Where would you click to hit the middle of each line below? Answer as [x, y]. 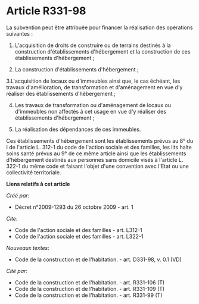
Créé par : [18, 195]
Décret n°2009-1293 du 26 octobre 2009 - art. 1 [74, 207]
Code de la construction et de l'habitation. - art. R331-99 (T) [88, 295]
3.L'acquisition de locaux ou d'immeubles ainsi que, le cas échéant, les [93, 81]
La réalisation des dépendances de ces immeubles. [78, 129]
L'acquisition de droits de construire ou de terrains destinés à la [93, 45]
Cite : [12, 218]
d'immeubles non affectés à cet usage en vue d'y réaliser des [91, 111]
